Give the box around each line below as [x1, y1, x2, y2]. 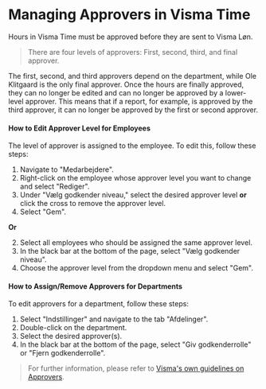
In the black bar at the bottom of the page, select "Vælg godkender [19, 247, 241, 256]
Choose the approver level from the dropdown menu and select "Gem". [19, 263, 253, 273]
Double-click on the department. [19, 323, 127, 333]
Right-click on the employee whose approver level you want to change [19, 173, 252, 183]
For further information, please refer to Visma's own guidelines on [27, 364, 244, 373]
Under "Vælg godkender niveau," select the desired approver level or [19, 190, 247, 200]
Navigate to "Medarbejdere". [19, 165, 114, 174]
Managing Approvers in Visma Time [8, 6, 251, 24]
